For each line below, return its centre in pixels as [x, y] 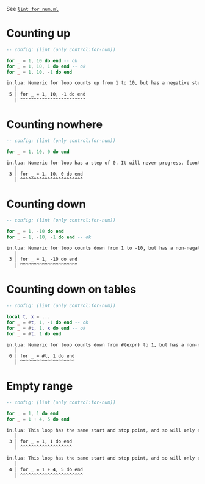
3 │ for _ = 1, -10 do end [43, 259]
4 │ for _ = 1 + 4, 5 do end [46, 469]
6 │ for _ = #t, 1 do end [42, 356]
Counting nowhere [54, 125]
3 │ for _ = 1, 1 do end [40, 441]
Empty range [40, 386]
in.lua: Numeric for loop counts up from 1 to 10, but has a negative [98, 83]
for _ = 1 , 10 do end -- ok [42, 60]
